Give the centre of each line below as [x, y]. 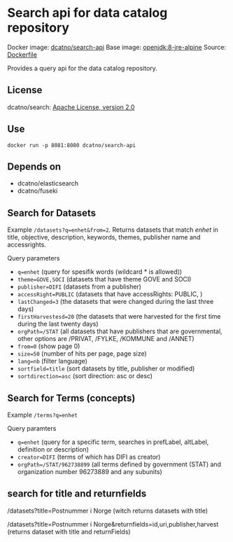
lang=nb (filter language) [52, 361]
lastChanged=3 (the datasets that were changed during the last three [115, 302]
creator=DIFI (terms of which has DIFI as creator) [89, 457]
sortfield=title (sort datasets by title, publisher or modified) [106, 368]
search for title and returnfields [77, 494]
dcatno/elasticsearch [48, 183]
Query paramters [32, 428]
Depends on [34, 166]
